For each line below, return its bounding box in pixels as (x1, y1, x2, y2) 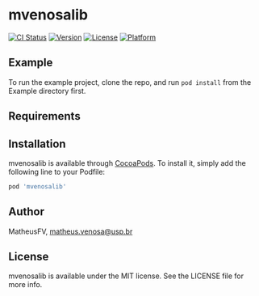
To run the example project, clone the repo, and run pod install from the (8, 77, 252, 87)
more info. (8, 280, 43, 290)
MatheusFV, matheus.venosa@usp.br (8, 226, 133, 236)
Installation (8, 137, 66, 150)
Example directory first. (8, 86, 86, 95)
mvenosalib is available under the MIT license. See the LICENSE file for (8, 271, 244, 281)
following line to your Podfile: (8, 167, 106, 176)
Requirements (8, 109, 81, 123)
